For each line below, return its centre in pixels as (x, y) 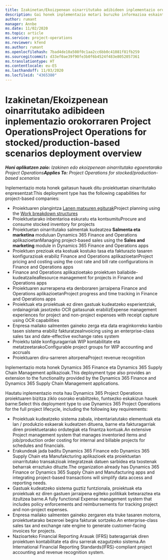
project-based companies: (32, 198)
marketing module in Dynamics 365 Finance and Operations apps (80, 245)
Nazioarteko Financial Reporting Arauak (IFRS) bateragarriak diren (80, 536)
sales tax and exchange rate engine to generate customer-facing (79, 525)
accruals (21, 352)
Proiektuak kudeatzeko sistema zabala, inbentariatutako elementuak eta (86, 419)
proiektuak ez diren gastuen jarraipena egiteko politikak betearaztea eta (86, 493)
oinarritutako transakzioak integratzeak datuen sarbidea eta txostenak (84, 461)
